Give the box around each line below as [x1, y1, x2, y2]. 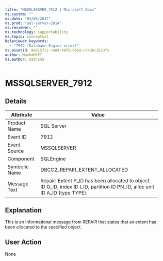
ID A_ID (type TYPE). [40, 190, 88, 196]
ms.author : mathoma [5, 57, 45, 62]
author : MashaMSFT [5, 52, 42, 57]
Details [5, 97, 27, 105]
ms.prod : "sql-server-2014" [5, 20, 62, 26]
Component [7, 156, 35, 162]
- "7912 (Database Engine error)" [9, 43, 79, 48]
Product [7, 120, 26, 126]
